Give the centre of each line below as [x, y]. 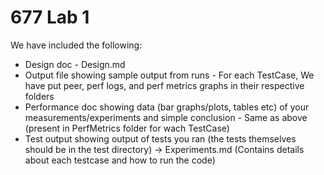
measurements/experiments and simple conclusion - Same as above [166, 117]
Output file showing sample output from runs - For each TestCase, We [169, 75]
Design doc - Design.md [75, 64]
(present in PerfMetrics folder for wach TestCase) [127, 128]
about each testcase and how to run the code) [120, 160]
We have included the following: [76, 45]
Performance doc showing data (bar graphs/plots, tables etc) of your [167, 107]
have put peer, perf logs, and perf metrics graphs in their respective [164, 85]
